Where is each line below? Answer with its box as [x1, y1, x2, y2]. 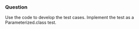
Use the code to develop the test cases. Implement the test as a [5, 15, 134, 20]
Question [5, 4, 28, 10]
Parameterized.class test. [5, 19, 56, 25]
